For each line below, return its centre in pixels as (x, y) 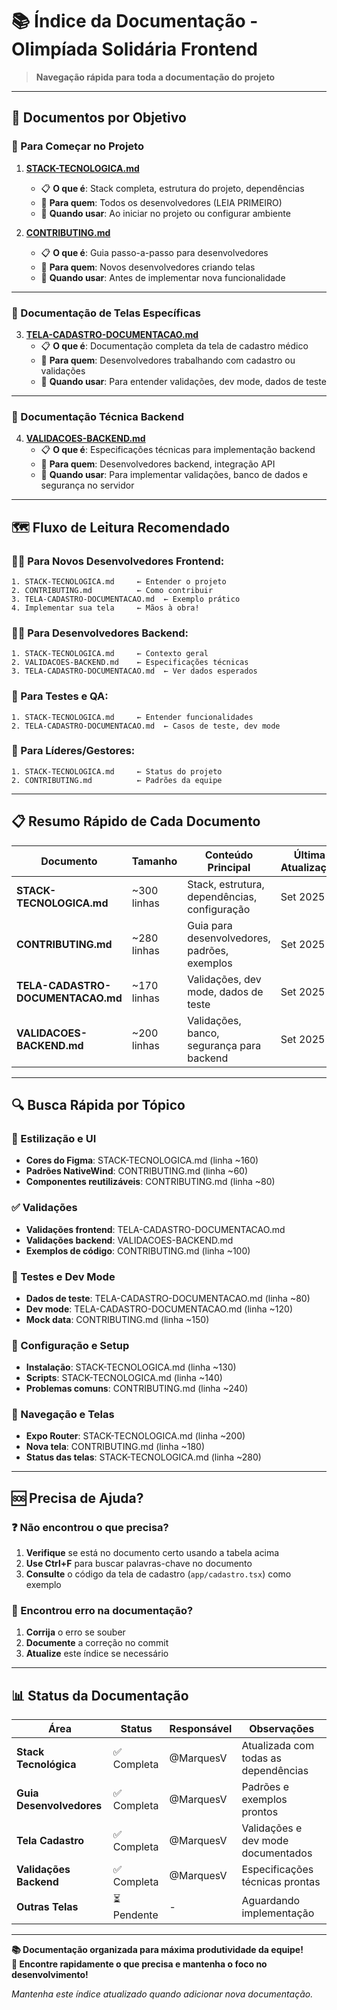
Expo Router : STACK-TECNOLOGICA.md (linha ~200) (135, 1436)
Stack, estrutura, (226, 884)
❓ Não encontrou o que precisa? (90, 1527)
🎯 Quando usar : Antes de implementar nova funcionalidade (163, 277)
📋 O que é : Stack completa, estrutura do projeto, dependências (172, 188)
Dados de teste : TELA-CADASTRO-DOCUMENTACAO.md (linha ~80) (168, 1298)
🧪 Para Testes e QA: (60, 696)
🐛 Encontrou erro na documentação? (102, 1611)
